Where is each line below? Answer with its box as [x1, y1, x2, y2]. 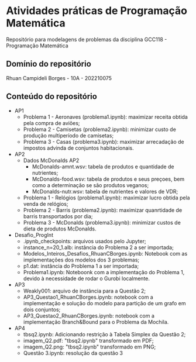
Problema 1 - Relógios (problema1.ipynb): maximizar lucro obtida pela [23, 194, 190, 201]
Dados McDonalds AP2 [23, 157, 80, 164]
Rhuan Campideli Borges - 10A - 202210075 [6, 74, 112, 81]
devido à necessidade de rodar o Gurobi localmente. [23, 275, 150, 282]
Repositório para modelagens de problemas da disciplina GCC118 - [6, 36, 167, 43]
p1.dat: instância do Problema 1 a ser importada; [23, 262, 139, 270]
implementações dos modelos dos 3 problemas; [23, 256, 140, 263]
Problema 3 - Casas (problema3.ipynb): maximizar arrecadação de [23, 138, 184, 145]
